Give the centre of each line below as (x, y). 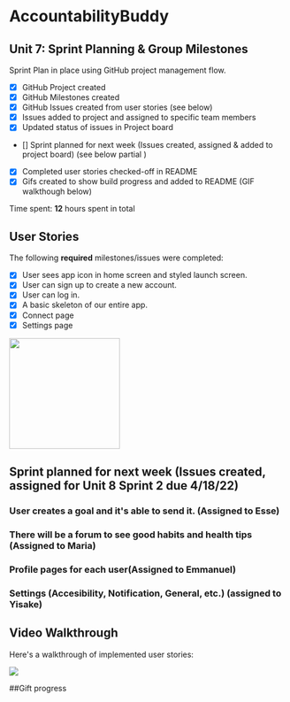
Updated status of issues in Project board (98, 127)
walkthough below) (57, 191)
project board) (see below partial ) (84, 154)
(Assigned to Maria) (53, 545)
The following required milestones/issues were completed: (116, 258)
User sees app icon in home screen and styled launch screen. (134, 275)
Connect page (48, 315)
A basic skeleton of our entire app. (85, 305)
